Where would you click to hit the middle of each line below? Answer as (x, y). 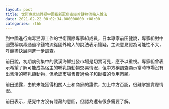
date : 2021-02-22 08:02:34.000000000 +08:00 (53, 19)
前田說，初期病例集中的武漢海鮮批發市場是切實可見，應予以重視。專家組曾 (82, 62)
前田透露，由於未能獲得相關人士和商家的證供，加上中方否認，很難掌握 (78, 85)
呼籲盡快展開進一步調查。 (32, 51)
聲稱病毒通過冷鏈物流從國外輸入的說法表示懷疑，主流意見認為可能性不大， (87, 45)
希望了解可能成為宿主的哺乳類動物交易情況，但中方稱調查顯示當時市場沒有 (87, 68)
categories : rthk (23, 24)
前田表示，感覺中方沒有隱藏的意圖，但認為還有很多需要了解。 (69, 102)
